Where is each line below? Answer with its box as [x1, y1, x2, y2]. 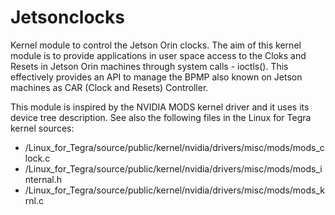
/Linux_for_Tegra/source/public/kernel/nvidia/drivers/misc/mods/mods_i [24, 162, 323, 175]
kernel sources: [10, 122, 75, 134]
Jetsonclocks [10, 6, 126, 29]
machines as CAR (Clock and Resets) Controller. [10, 81, 209, 93]
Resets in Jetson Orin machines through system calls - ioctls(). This [10, 60, 289, 72]
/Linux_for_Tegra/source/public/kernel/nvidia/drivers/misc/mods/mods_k [24, 184, 326, 196]
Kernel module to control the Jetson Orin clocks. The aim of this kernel [10, 39, 302, 51]
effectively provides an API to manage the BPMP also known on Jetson [10, 71, 303, 83]
